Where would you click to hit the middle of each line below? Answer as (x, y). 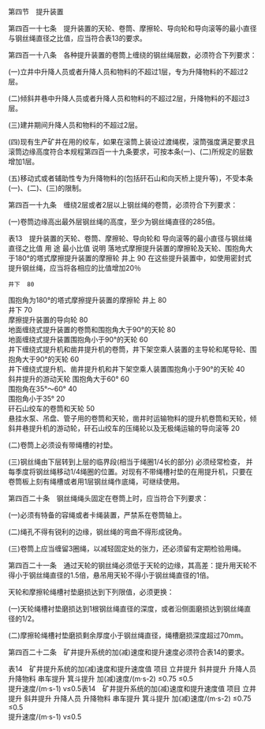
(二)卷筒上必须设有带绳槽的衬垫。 (63, 445)
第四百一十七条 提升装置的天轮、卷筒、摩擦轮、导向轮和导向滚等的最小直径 (132, 28)
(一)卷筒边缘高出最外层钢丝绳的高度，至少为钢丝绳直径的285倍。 (114, 222)
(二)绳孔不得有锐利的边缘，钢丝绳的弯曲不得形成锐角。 (97, 532)
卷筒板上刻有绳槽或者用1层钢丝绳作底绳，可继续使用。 (96, 481)
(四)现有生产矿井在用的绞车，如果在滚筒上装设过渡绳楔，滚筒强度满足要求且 (132, 142)
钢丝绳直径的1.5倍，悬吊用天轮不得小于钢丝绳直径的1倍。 (121, 575)
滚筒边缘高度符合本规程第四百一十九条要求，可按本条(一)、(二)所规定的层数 (131, 151)
